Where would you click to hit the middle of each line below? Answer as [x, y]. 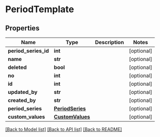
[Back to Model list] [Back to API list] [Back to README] [64, 129]
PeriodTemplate [40, 9]
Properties [22, 28]
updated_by [23, 92]
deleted [17, 67]
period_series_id [29, 51]
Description [110, 42]
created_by [22, 100]
